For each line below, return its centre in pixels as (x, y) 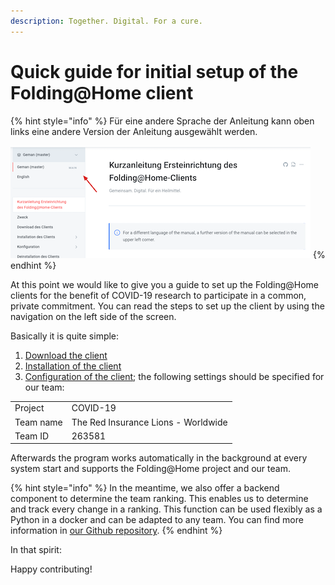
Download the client (66, 355)
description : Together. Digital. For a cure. (106, 21)
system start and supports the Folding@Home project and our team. (150, 469)
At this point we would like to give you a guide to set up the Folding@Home (164, 284)
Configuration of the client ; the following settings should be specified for (174, 376)
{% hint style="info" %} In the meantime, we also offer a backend (145, 488)
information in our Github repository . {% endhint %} (116, 531)
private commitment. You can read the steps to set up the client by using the (167, 306)
